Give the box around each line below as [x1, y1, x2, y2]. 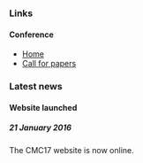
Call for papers [21, 58, 77, 69]
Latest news [9, 81, 64, 93]
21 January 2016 [9, 122, 72, 133]
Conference [9, 29, 55, 40]
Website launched [9, 102, 78, 113]
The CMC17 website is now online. [9, 144, 134, 155]
